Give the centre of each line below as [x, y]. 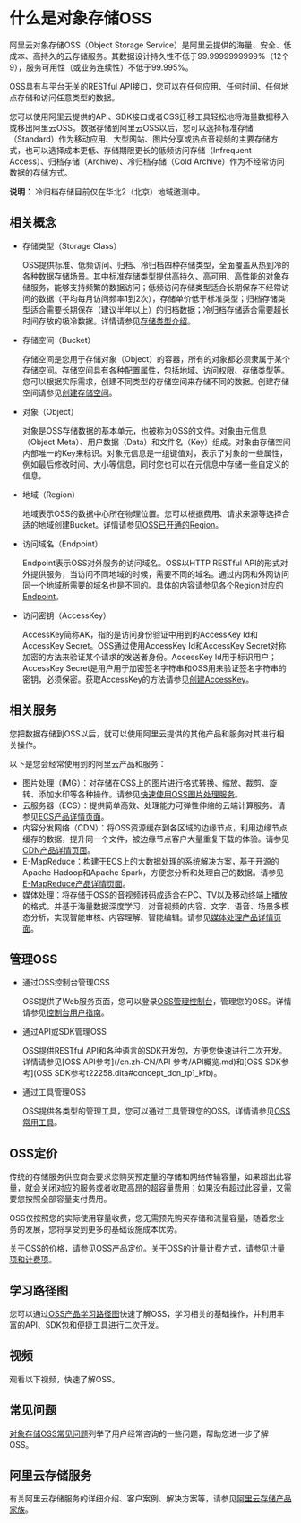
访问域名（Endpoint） [62, 544]
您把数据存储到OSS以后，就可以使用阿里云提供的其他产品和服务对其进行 [143, 733]
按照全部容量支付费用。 [68, 1199]
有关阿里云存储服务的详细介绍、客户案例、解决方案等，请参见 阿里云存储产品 [150, 1499]
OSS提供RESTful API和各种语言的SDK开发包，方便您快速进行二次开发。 [155, 1051]
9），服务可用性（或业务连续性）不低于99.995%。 [102, 67]
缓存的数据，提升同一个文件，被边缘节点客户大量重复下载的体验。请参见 [155, 839]
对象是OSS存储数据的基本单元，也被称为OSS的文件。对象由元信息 [144, 430]
